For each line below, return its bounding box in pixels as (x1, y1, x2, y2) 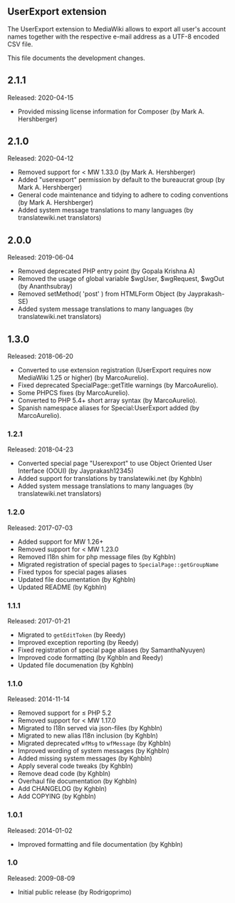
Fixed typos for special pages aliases (17, 567, 127, 576)
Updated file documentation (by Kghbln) (17, 575, 136, 583)
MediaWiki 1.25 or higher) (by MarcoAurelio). (17, 374, 150, 382)
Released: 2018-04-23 (7, 445, 73, 454)
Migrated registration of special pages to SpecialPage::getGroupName (17, 560, 219, 568)
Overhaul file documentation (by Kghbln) (17, 777, 137, 785)
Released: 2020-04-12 (7, 154, 74, 163)
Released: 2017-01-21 (7, 616, 70, 625)
